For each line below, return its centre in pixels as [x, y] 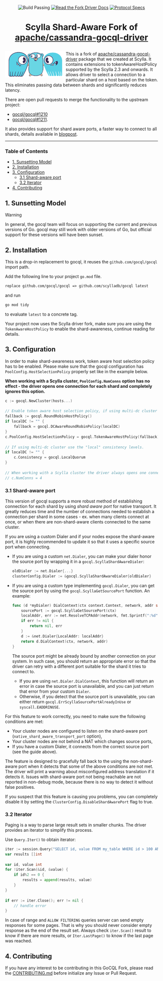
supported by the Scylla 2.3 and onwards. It [109, 70]
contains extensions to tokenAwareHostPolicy [111, 64]
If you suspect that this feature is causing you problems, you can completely [81, 796]
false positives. [20, 787]
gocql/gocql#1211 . [30, 120]
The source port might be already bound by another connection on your [84, 656]
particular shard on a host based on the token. [112, 80]
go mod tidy [17, 305]
